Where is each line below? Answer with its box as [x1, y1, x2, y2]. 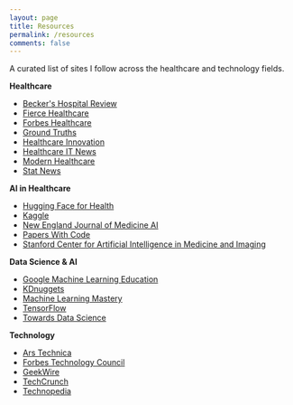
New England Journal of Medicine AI [22, 220, 160, 231]
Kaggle [22, 210, 50, 221]
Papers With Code [22, 230, 91, 240]
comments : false [9, 38, 70, 48]
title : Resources [9, 22, 75, 31]
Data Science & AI [9, 257, 78, 268]
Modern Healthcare [22, 155, 96, 167]
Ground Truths [22, 127, 77, 138]
